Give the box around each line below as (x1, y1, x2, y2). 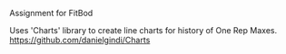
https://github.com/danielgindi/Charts (9, 35, 151, 45)
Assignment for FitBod (9, 8, 94, 18)
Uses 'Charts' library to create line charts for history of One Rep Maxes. (9, 25, 278, 35)
